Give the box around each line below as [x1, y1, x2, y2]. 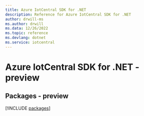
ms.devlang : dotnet [5, 35, 46, 40]
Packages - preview [5, 92, 69, 100]
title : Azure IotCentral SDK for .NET [5, 7, 86, 12]
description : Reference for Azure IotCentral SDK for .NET [5, 12, 131, 17]
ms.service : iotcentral [5, 40, 55, 45]
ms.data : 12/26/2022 [5, 26, 49, 31]
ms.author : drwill [5, 21, 44, 26]
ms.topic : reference [5, 30, 49, 35]
